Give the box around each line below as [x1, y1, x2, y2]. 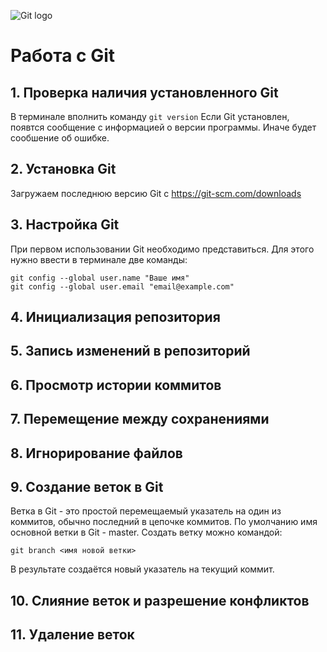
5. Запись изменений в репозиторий [10, 343, 251, 360]
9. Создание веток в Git [10, 478, 164, 495]
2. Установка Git [10, 161, 117, 178]
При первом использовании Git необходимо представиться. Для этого [10, 243, 315, 255]
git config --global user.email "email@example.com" [10, 281, 235, 292]
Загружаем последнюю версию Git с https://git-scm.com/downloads [10, 187, 302, 199]
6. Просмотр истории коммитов [10, 376, 222, 394]
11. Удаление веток [10, 626, 135, 644]
